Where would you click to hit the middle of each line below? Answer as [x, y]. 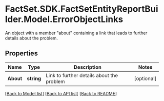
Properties [21, 53]
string [34, 78]
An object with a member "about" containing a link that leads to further [76, 33]
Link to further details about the [82, 75]
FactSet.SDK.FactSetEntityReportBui [82, 9]
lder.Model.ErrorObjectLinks [64, 19]
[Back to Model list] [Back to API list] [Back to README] [61, 93]
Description [88, 67]
